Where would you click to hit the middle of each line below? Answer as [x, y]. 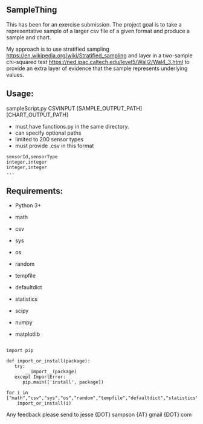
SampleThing [32, 10]
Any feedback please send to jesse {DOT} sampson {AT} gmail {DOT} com [99, 415]
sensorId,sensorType [32, 156]
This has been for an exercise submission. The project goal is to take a [94, 24]
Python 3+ [28, 205]
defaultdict [28, 287]
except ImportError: [40, 377]
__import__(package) [51, 372]
